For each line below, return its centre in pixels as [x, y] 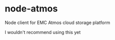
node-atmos [31, 9]
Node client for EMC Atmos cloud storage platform [58, 22]
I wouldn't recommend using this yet [43, 32]
